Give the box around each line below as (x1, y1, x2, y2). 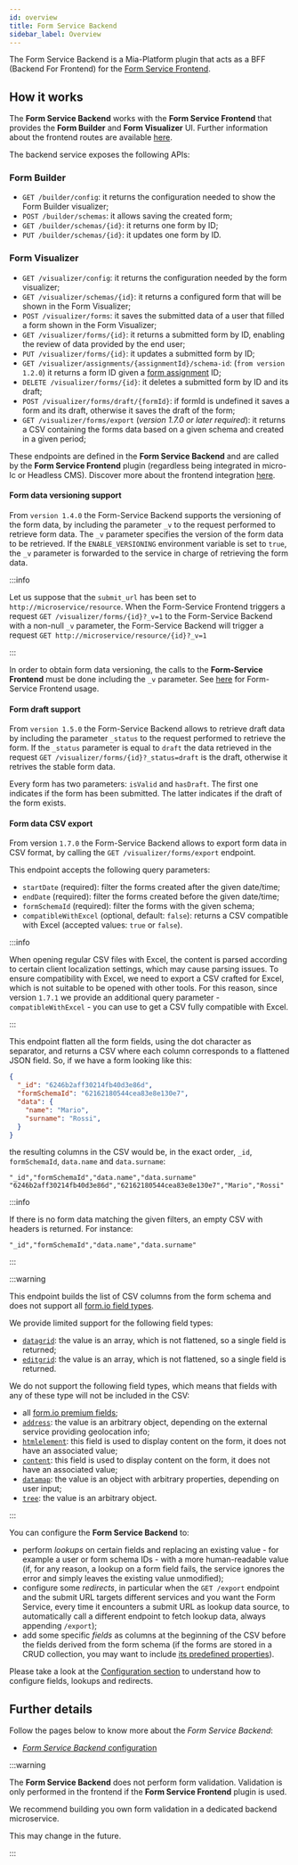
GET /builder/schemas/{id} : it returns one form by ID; (21, 220, 219, 231)
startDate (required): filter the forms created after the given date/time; (21, 882, 281, 893)
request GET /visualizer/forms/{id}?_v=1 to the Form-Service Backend (9, 610, 273, 621)
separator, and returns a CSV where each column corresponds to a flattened (9, 1045, 290, 1057)
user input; (21, 1483, 62, 1494)
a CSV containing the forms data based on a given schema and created (21, 424, 285, 434)
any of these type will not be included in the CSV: (9, 1390, 189, 1401)
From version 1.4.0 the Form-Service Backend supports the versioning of (9, 509, 282, 520)
